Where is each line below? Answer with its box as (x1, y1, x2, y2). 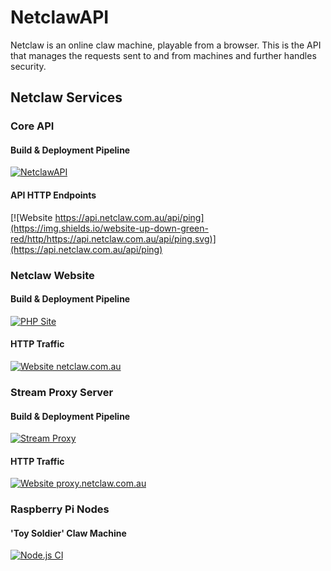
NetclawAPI (10, 6, 110, 29)
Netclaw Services (10, 89, 123, 106)
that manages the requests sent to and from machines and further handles (10, 49, 317, 61)
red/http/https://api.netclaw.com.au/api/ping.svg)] (10, 232, 217, 245)
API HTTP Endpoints (10, 189, 97, 201)
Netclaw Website (10, 268, 95, 282)
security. (10, 60, 47, 72)
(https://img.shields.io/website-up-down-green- (10, 222, 209, 234)
